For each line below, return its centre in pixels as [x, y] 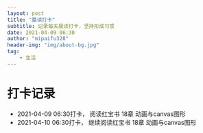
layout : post [26, 13]
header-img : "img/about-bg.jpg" [53, 45]
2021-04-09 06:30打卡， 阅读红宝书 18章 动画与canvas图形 [101, 114]
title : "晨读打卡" [32, 20]
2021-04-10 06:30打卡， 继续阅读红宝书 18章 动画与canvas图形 [107, 122]
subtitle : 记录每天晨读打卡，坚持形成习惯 [61, 26]
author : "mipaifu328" [38, 39]
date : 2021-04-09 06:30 [41, 32]
